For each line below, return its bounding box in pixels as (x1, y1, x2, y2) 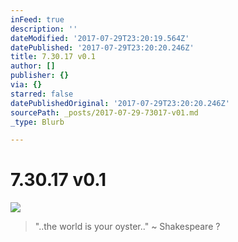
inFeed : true (10, 14, 65, 25)
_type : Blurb (10, 117, 65, 127)
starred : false (10, 89, 74, 99)
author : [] (10, 61, 56, 71)
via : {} (10, 80, 43, 90)
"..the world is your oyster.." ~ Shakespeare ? (34, 221, 221, 233)
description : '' (10, 24, 78, 34)
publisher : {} (10, 71, 70, 81)
